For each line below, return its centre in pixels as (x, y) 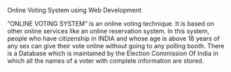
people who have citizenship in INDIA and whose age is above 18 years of (114, 38)
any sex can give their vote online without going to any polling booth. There (116, 46)
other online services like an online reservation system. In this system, (108, 31)
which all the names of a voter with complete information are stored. (106, 61)
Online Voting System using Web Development (75, 10)
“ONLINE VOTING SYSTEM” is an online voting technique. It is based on (111, 23)
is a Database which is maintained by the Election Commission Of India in (113, 53)
